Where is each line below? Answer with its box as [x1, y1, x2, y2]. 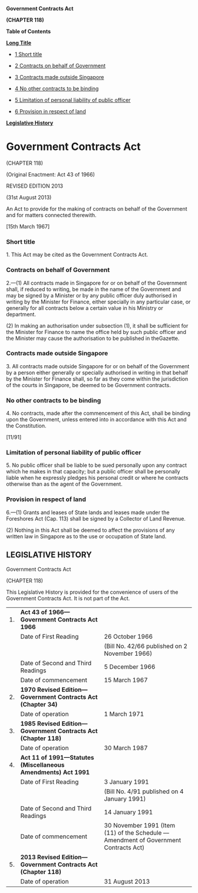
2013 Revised [20, 853, 61, 861]
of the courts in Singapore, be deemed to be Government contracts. [6, 381, 171, 388]
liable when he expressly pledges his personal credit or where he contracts [6, 475, 189, 482]
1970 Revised [20, 685, 61, 694]
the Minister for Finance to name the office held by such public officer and [6, 328, 187, 335]
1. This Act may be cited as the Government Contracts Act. [6, 251, 148, 259]
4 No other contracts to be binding [14, 85, 99, 92]
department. [6, 310, 37, 318]
